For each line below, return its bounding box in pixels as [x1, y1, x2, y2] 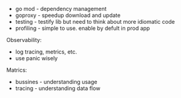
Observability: [6, 37, 42, 43]
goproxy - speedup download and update [15, 12, 121, 19]
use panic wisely [15, 55, 58, 61]
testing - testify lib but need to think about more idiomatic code [15, 18, 175, 25]
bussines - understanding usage [15, 79, 98, 85]
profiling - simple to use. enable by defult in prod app [15, 24, 150, 32]
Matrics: [6, 66, 28, 74]
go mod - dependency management [15, 5, 107, 12]
